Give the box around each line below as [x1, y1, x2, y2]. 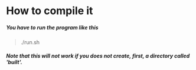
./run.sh [20, 39, 40, 46]
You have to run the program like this [6, 24, 99, 31]
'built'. [6, 58, 22, 65]
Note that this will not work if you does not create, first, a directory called [6, 52, 190, 59]
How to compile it [6, 4, 93, 18]
